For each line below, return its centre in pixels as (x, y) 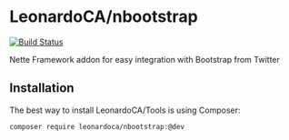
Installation (42, 88)
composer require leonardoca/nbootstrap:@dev (97, 126)
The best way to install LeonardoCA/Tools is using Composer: (125, 110)
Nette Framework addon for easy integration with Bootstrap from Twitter (144, 59)
